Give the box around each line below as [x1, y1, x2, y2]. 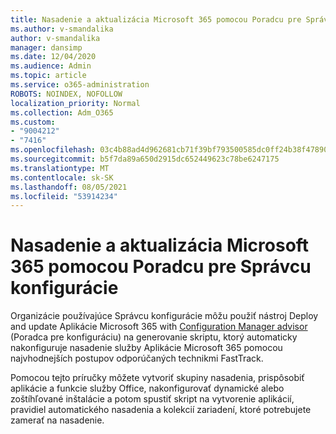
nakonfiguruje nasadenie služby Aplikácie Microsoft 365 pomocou [10, 342, 283, 354]
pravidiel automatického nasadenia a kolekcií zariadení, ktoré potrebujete [10, 404, 312, 416]
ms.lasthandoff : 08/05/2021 [10, 182, 128, 192]
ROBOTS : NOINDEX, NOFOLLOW [10, 89, 123, 99]
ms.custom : [10, 117, 56, 127]
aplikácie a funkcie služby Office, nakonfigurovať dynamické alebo [10, 382, 285, 395]
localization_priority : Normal [10, 98, 141, 108]
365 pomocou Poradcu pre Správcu [10, 256, 312, 278]
